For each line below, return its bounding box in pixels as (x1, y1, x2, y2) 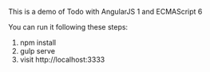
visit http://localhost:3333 (19, 55, 105, 64)
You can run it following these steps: (8, 22, 129, 31)
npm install (19, 38, 57, 47)
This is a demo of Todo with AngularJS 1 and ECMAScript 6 (8, 7, 203, 16)
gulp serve (19, 46, 56, 55)
